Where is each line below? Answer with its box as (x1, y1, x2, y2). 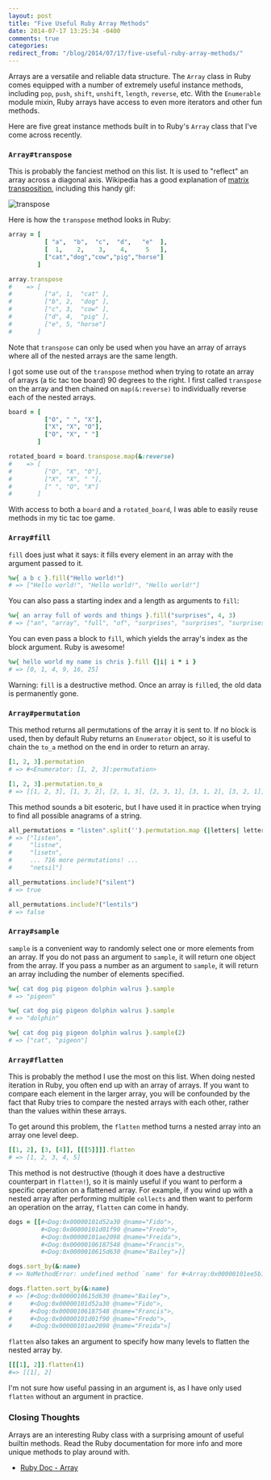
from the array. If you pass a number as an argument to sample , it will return (8, 960, 259, 970)
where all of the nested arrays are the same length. (8, 350, 178, 360)
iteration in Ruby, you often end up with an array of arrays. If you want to (8, 1080, 249, 1090)
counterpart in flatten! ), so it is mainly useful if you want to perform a (8, 1176, 244, 1186)
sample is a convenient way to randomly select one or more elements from (8, 943, 254, 953)
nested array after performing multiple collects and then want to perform (8, 1193, 253, 1203)
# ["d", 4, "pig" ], (8, 312, 110, 321)
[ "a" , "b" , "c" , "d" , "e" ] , (44, 238, 168, 246)
